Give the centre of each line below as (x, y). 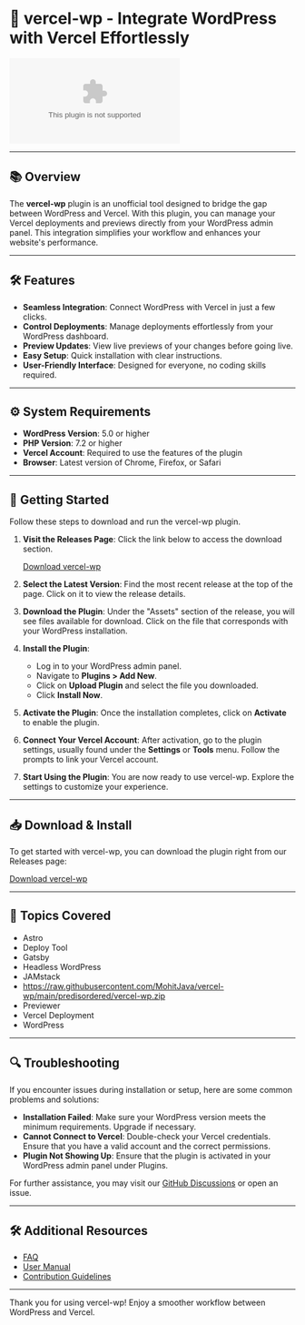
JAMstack (41, 976)
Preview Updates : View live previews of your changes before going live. (157, 346)
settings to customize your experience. (95, 787)
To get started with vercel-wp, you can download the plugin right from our (148, 851)
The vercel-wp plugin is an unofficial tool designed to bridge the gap (138, 203)
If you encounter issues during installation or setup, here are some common (151, 1089)
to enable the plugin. (61, 723)
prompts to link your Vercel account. (90, 760)
